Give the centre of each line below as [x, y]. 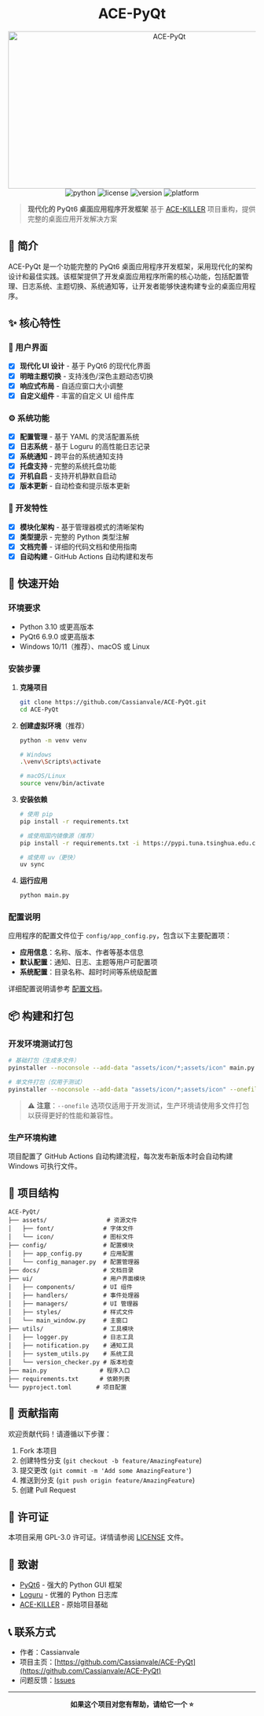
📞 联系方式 [32, 1631]
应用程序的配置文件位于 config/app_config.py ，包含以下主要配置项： [120, 936]
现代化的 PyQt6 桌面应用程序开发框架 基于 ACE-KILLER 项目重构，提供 [141, 208]
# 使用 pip [36, 815]
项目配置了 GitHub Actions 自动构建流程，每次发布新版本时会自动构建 [121, 1156]
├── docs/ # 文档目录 [71, 1270]
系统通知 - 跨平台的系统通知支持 [71, 456]
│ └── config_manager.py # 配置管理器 [74, 1262]
